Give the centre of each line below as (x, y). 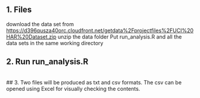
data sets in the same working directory (55, 43)
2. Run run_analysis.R (47, 62)
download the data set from (40, 24)
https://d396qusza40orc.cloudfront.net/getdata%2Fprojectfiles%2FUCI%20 (100, 30)
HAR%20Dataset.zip (31, 37)
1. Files (19, 10)
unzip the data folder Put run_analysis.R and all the (120, 37)
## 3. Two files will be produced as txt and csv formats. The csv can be (94, 82)
